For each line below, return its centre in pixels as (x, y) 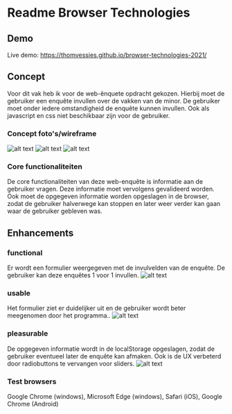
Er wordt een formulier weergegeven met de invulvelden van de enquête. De (116, 268)
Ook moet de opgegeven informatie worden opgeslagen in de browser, (108, 196)
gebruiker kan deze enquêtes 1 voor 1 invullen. (73, 275)
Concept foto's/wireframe (52, 133)
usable (19, 293)
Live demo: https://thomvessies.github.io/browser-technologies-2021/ (107, 55)
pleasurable (28, 334)
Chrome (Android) (33, 404)
